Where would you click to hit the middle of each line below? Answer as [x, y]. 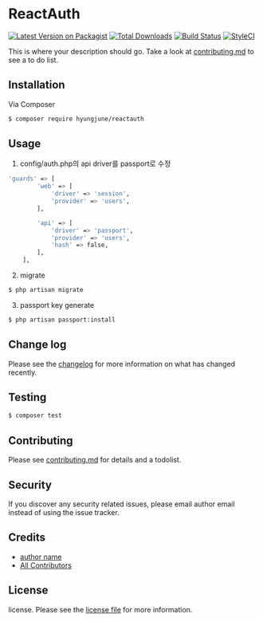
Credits [27, 538]
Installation [37, 85]
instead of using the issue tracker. [64, 512]
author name [41, 557]
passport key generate [57, 305]
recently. [23, 372]
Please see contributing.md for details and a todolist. [95, 460]
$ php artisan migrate [46, 290]
